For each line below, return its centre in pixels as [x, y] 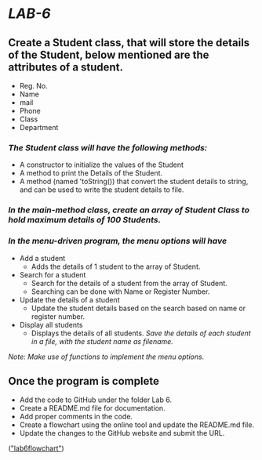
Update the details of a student [69, 299]
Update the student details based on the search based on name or [138, 308]
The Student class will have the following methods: [108, 147]
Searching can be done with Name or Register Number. [120, 292]
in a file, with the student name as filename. [102, 341]
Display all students [51, 324]
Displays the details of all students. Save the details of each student [141, 333]
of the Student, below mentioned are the [109, 54]
